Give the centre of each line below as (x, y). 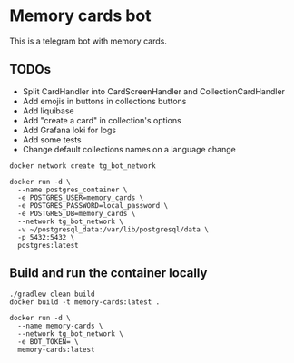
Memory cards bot (80, 16)
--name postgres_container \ (73, 190)
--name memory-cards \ (60, 326)
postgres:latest (48, 245)
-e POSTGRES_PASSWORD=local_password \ (93, 205)
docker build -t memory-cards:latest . (85, 302)
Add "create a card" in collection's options (102, 120)
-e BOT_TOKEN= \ (48, 341)
